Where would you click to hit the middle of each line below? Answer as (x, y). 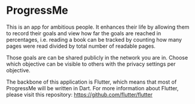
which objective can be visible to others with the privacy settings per (91, 64)
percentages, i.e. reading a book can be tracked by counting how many (94, 39)
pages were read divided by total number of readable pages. (81, 46)
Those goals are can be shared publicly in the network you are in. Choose (97, 57)
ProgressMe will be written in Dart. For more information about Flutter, (92, 88)
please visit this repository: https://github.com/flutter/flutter (79, 94)
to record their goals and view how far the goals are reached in (84, 33)
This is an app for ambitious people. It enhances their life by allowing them (98, 27)
